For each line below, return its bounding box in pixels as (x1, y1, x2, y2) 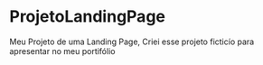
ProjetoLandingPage (9, 6, 165, 27)
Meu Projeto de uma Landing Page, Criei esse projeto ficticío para (9, 36, 255, 47)
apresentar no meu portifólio (9, 45, 116, 56)
